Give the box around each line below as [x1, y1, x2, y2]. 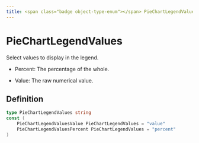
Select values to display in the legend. [6, 54, 99, 61]
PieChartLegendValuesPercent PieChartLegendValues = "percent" [17, 126, 176, 132]
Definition [6, 94, 43, 104]
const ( [6, 115, 25, 122]
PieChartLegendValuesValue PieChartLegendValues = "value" [17, 121, 166, 127]
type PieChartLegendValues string [6, 110, 92, 116]
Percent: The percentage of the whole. [14, 65, 110, 72]
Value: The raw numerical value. [14, 77, 94, 84]
